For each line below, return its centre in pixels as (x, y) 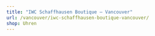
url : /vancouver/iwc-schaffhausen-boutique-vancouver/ (78, 18)
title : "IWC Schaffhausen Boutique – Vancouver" (70, 12)
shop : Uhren (21, 23)
